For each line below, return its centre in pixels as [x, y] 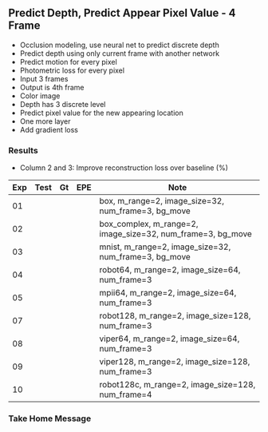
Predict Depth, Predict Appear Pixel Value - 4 [122, 13]
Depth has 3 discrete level [63, 104]
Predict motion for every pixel [68, 61]
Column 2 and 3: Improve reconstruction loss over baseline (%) [124, 168]
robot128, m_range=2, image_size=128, [175, 316]
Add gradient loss [49, 129]
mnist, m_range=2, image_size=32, [165, 247]
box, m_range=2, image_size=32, [162, 201]
